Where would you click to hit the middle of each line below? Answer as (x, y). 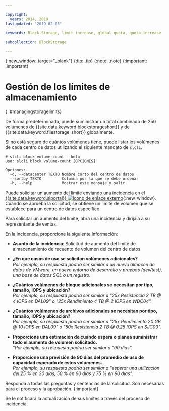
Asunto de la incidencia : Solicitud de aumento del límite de (74, 244)
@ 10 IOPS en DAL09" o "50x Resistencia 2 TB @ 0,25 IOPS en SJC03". (87, 327)
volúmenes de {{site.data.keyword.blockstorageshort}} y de (67, 127)
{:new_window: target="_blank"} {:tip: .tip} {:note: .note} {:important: (76, 61)
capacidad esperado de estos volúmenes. (57, 363)
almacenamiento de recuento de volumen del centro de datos (76, 249)
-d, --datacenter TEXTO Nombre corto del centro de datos (72, 175)
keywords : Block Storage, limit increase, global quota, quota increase (83, 33)
